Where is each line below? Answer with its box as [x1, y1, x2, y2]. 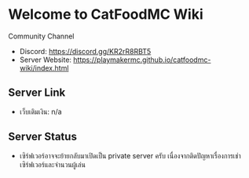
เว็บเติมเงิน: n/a [19, 107, 62, 116]
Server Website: [19, 55, 72, 64]
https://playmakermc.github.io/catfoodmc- [73, 55, 211, 64]
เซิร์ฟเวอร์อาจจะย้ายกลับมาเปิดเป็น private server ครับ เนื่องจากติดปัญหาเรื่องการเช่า [19, 151, 241, 160]
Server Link [8, 86, 66, 100]
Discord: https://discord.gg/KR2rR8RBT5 [19, 46, 152, 56]
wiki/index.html [19, 63, 69, 72]
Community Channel [8, 31, 75, 41]
